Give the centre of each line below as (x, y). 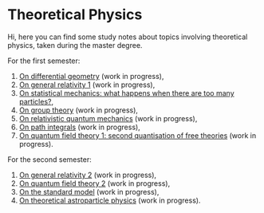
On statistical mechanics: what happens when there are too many (126, 93)
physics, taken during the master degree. (75, 45)
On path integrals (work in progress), (79, 127)
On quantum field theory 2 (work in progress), (95, 183)
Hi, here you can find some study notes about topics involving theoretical (128, 37)
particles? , (36, 101)
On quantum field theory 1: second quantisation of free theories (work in (138, 135)
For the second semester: (50, 159)
